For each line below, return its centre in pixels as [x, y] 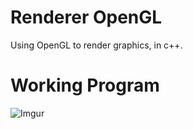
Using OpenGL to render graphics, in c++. [96, 45]
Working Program [85, 85]
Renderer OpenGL [86, 17]
